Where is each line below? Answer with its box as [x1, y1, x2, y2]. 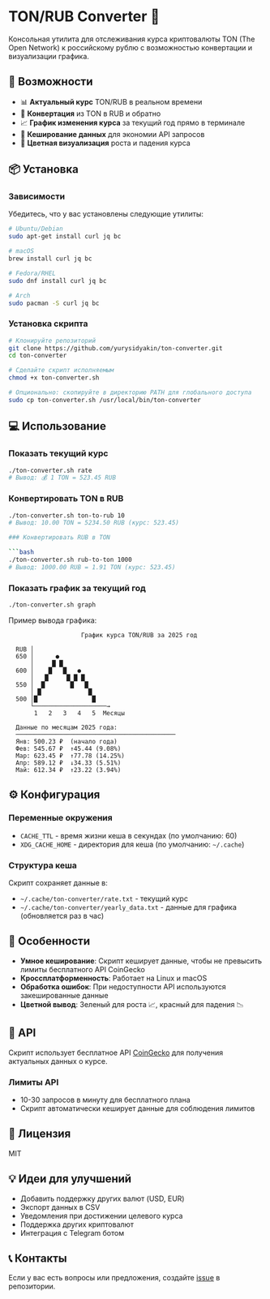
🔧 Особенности [8, 934, 91, 948]
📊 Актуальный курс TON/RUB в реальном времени [19, 96, 203, 106]
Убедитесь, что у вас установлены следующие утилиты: [8, 209, 204, 219]
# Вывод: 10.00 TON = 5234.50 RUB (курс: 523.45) [8, 519, 180, 527]
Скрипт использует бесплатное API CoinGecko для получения [8, 1048, 224, 1057]
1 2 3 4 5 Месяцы [33, 710, 126, 718]
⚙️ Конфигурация [8, 788, 101, 802]
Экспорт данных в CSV [19, 1202, 101, 1211]
